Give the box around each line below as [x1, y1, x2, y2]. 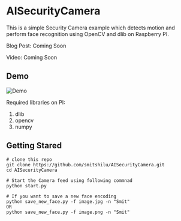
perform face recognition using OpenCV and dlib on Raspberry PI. [6, 30, 169, 37]
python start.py [6, 183, 47, 189]
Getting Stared [6, 141, 62, 151]
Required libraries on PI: [6, 98, 66, 106]
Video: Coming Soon [6, 53, 58, 61]
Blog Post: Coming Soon [6, 42, 67, 49]
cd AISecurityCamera [6, 167, 58, 173]
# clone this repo [6, 156, 52, 163]
